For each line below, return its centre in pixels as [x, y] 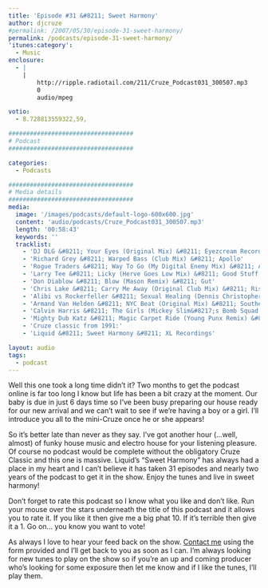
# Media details [35, 193]
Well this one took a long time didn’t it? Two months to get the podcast [124, 385]
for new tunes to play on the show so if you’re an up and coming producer [130, 559]
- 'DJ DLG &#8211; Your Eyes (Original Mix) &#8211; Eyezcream [130, 252]
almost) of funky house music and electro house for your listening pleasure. [133, 443]
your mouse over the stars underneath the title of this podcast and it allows [132, 510]
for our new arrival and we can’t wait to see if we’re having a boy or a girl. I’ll [134, 411]
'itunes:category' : [41, 46]
